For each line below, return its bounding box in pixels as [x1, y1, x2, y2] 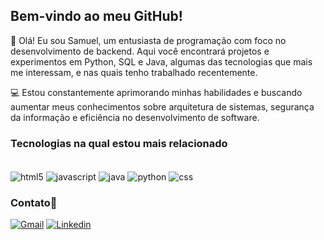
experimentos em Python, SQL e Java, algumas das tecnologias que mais [10, 55, 313, 68]
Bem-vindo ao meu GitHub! [10, 8, 183, 25]
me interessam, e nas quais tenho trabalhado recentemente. [10, 66, 258, 78]
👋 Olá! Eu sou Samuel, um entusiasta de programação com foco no [10, 34, 287, 46]
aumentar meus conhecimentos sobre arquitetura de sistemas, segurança [10, 100, 315, 113]
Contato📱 [10, 195, 58, 209]
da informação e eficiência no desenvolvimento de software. [10, 111, 260, 123]
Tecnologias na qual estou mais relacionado [10, 136, 228, 150]
